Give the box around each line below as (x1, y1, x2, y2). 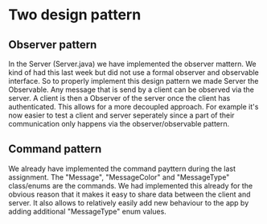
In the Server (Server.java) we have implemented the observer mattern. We (8, 59, 257, 68)
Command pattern (8, 143, 102, 156)
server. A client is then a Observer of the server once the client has (8, 93, 231, 102)
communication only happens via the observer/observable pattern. (8, 119, 230, 128)
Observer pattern (8, 38, 97, 52)
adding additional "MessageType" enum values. (8, 206, 166, 216)
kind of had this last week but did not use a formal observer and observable (8, 68, 260, 77)
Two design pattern (8, 6, 142, 24)
